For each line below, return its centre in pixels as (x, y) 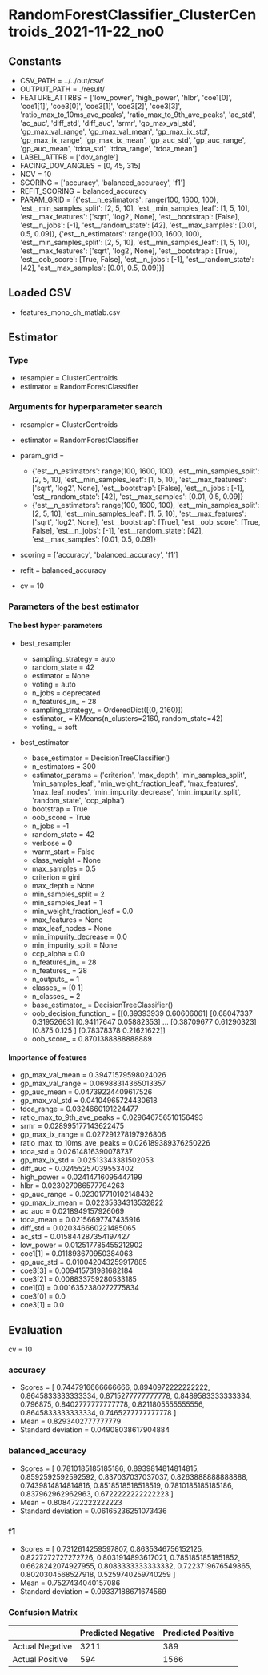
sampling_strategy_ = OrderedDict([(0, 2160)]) (108, 710)
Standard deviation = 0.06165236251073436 (93, 1511)
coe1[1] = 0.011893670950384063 (76, 1254)
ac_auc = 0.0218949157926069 (72, 1211)
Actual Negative (42, 1646)
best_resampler (46, 643)
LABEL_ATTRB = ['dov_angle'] (69, 157)
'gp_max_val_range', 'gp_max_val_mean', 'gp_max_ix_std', (114, 131)
